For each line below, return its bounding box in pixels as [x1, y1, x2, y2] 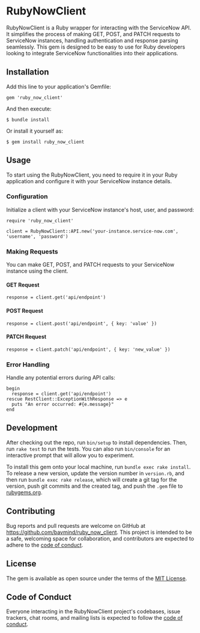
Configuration [6, 192, 48, 201]
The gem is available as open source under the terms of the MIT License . [6, 575, 187, 582]
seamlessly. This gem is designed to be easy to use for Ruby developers [6, 43, 186, 50]
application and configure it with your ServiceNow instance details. [6, 177, 172, 184]
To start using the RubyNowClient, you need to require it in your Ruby [6, 171, 178, 178]
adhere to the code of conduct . [6, 541, 83, 548]
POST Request [6, 307, 43, 314]
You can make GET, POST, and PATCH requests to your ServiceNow [6, 261, 175, 268]
